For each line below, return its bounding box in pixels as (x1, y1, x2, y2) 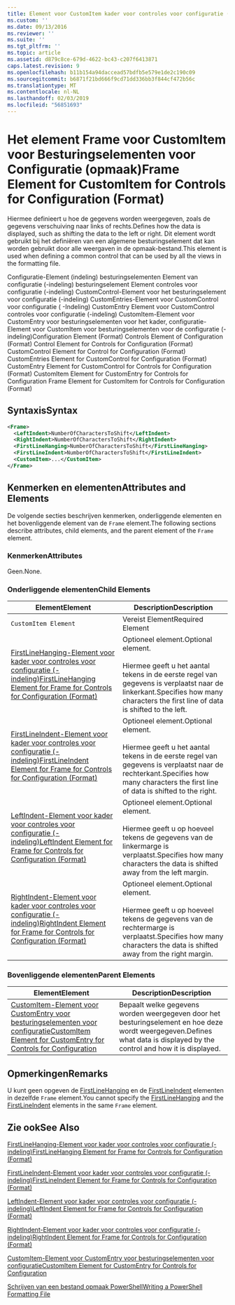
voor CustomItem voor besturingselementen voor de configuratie (32, 324, 220, 333)
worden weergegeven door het (118, 1009, 220, 1018)
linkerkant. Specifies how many (122, 688, 224, 697)
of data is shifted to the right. (122, 786, 218, 796)
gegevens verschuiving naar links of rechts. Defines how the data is (7, 221, 201, 230)
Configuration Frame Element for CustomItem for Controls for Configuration (7, 376, 225, 385)
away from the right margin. (122, 949, 213, 959)
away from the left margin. (122, 868, 208, 877)
